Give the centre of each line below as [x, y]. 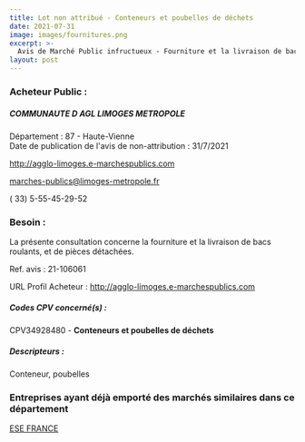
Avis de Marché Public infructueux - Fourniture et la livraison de [150, 52]
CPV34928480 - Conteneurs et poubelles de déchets [112, 330]
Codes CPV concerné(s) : [58, 307]
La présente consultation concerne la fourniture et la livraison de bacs [140, 242]
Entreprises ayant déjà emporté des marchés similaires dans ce [152, 398]
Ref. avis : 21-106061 [48, 270]
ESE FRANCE [34, 428]
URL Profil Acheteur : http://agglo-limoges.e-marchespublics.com [133, 287]
